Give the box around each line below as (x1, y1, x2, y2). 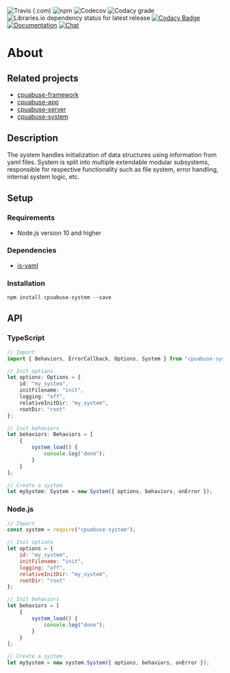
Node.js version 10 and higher (16, 229, 101, 237)
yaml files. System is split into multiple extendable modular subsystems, (7, 158, 210, 166)
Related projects (7, 72, 79, 84)
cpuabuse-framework (16, 91, 79, 99)
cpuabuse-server (16, 105, 66, 113)
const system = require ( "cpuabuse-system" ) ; (7, 526, 136, 534)
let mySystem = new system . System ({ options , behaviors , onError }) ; (7, 659, 210, 666)
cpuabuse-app (16, 98, 60, 106)
